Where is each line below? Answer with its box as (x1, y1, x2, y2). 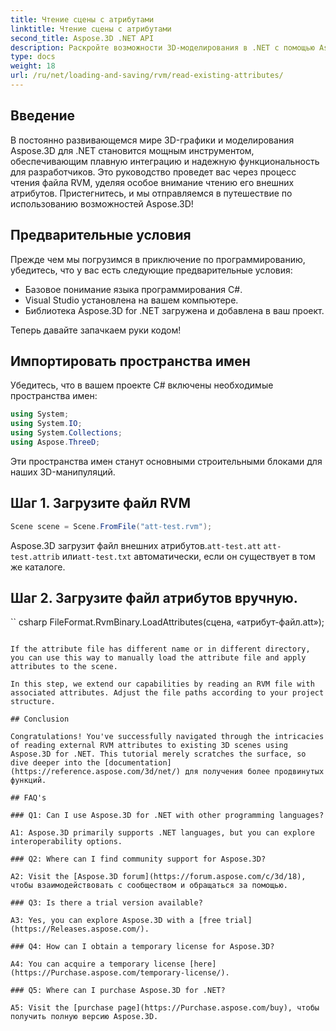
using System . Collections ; (10, 428, 123, 438)
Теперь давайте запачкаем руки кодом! (10, 324, 182, 336)
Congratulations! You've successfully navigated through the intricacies (10, 732, 325, 742)
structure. (10, 697, 56, 707)
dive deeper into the (10, 758, 101, 768)
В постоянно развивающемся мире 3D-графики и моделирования (10, 134, 295, 146)
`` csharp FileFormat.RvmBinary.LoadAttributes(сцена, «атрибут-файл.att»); (10, 616, 325, 628)
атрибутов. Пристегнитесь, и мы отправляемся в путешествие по (10, 187, 293, 199)
